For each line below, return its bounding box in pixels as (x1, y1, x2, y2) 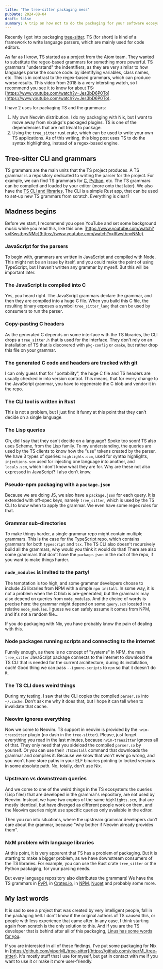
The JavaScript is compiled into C (5, 282, 86, 288)
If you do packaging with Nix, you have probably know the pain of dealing (5, 621, 152, 626)
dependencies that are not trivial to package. (12, 125, 102, 131)
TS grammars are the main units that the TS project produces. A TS (5, 167, 140, 173)
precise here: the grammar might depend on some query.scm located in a (5, 601, 151, 606)
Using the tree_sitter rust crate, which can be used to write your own (12, 130, 154, 136)
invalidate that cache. (5, 704, 48, 709)
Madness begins (5, 207, 57, 216)
